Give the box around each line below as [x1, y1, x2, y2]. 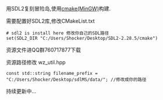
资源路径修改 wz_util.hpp [6, 59, 66, 65]
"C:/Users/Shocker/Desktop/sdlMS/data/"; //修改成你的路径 [6, 77, 147, 82]
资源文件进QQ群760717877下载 [6, 46, 81, 53]
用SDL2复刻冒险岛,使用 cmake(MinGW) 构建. [6, 5, 111, 12]
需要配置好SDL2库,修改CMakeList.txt [6, 18, 95, 25]
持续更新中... [6, 88, 37, 95]
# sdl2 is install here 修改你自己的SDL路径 [6, 30, 109, 36]
